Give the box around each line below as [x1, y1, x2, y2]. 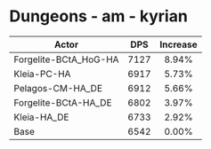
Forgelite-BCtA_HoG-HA [13, 53, 119, 66]
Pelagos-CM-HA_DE [13, 82, 102, 94]
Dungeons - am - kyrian [9, 6, 189, 27]
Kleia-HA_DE [13, 111, 69, 123]
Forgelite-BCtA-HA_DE [13, 96, 113, 108]
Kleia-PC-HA [13, 67, 71, 80]
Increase [159, 38, 198, 51]
